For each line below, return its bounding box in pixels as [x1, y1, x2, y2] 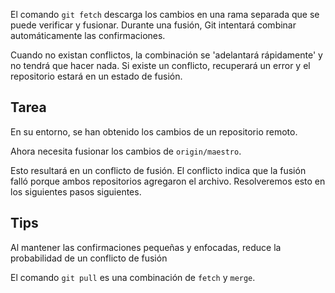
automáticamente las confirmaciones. [10, 30, 166, 41]
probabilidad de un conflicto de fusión [10, 252, 168, 264]
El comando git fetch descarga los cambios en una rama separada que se [10, 9, 320, 20]
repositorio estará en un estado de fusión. [10, 70, 183, 82]
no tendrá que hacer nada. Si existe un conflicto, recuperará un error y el [10, 60, 311, 71]
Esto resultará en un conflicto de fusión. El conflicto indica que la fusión [10, 164, 307, 176]
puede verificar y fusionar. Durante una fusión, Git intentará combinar [10, 19, 297, 31]
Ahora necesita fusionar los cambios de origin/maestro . [10, 145, 242, 157]
